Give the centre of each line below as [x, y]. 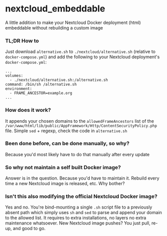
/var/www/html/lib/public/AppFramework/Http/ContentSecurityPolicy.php [81, 126]
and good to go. [29, 229]
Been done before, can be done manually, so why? [67, 144]
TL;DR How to [22, 40]
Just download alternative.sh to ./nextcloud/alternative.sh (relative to [81, 52]
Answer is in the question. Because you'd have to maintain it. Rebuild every [82, 178]
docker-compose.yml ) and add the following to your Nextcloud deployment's [83, 57]
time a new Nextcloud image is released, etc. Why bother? [65, 184]
